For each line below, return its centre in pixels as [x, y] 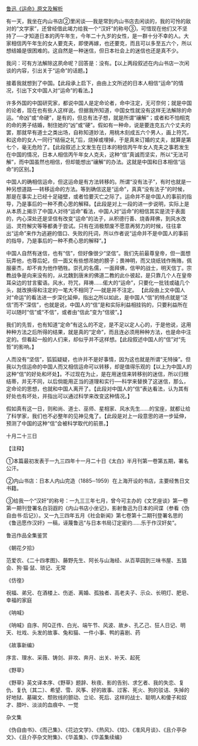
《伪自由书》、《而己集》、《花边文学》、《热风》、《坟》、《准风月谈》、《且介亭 [94, 730]
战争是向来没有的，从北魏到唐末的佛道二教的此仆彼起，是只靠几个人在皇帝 [101, 275]
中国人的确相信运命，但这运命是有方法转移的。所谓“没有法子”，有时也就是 [96, 182]
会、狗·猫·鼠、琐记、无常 [36, 568]
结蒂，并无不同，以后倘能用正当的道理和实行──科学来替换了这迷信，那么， [98, 381]
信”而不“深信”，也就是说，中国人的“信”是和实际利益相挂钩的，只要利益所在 [97, 305]
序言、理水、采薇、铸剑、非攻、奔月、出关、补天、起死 [73, 658]
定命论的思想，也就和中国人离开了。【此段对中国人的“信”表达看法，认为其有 [98, 389]
